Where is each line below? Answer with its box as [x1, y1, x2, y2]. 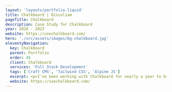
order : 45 [10, 55, 31, 60]
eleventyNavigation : [5, 41, 50, 46]
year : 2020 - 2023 [5, 27, 45, 32]
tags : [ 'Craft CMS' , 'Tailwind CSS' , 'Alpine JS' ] [10, 70, 120, 75]
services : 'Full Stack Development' [10, 64, 88, 70]
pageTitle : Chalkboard [5, 17, 54, 22]
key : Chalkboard [10, 45, 45, 51]
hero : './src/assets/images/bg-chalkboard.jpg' [5, 36, 109, 41]
